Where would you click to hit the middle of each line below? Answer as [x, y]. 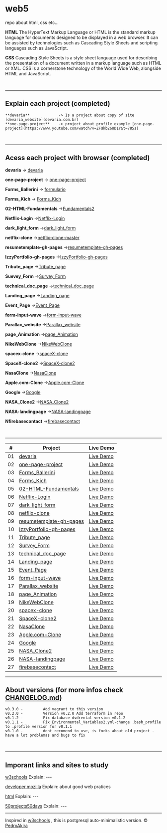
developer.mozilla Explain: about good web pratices [58, 787]
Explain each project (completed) [58, 104]
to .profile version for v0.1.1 [39, 727]
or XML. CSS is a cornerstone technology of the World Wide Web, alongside [83, 68]
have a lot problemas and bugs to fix [45, 735]
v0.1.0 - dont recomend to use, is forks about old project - [80, 731]
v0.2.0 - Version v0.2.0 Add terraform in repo [64, 714]
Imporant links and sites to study [57, 765]
